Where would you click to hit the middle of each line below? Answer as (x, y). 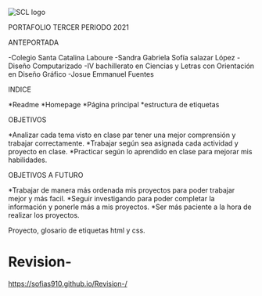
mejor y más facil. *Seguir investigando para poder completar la (111, 199)
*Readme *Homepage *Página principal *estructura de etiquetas (114, 105)
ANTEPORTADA (34, 42)
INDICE (20, 89)
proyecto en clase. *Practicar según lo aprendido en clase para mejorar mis (130, 152)
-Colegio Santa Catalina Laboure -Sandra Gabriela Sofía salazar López (122, 58)
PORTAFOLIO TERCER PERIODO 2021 (68, 27)
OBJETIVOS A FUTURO (46, 175)
